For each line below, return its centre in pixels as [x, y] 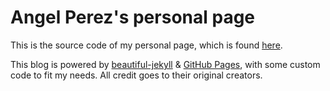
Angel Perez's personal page [133, 17]
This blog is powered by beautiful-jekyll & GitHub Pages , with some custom [165, 64]
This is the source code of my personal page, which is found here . [146, 45]
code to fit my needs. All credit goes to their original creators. [136, 75]
